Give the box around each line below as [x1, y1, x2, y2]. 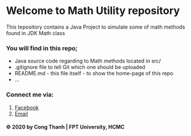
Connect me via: [6, 90, 54, 99]
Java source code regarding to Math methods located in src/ [14, 57, 161, 65]
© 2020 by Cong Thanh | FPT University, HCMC [6, 124, 125, 131]
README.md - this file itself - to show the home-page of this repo [14, 70, 174, 77]
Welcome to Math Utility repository [6, 4, 180, 18]
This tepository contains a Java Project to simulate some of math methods [6, 23, 186, 30]
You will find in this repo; [6, 44, 78, 52]
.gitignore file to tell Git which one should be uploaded [14, 64, 145, 71]
